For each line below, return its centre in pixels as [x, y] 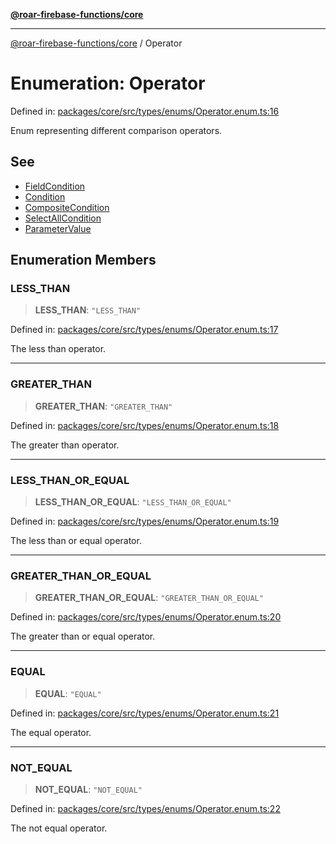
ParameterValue [58, 228]
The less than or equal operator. [76, 541]
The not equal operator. [59, 828]
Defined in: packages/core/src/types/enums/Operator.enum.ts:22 [145, 808]
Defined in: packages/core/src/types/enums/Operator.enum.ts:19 [145, 521]
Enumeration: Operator [108, 83]
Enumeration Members [83, 260]
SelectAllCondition [63, 218]
